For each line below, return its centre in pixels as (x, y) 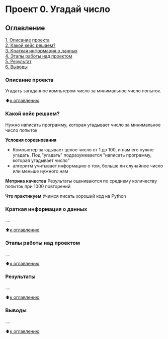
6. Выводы (16, 67)
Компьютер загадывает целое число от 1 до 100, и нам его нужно (83, 149)
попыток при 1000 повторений (38, 186)
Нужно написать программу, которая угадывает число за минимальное (83, 125)
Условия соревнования (31, 140)
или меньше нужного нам (40, 171)
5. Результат (18, 61)
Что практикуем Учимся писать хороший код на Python (66, 196)
